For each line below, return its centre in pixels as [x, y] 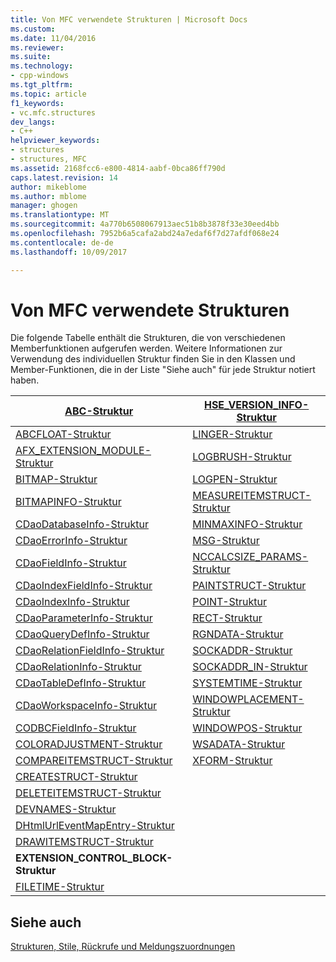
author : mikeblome [48, 187]
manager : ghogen [44, 206]
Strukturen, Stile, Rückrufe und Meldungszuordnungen [123, 947]
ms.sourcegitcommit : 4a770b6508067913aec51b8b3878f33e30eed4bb [145, 224]
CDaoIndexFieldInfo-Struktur [84, 586]
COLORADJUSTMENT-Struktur [89, 744]
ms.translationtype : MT [60, 215]
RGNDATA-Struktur [238, 634]
